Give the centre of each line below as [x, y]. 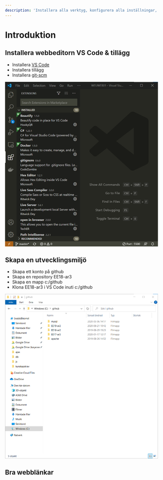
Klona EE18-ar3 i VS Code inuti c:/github [52, 287]
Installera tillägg [28, 70]
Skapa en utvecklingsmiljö [46, 260]
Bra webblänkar [29, 472]
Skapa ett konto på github [38, 272]
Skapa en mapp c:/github [37, 282]
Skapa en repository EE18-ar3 [42, 277]
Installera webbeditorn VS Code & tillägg [67, 53]
